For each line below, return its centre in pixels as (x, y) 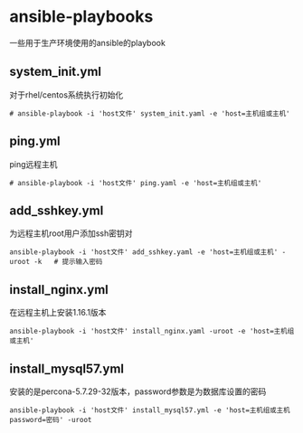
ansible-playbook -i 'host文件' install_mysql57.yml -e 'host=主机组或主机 (150, 410)
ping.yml (35, 141)
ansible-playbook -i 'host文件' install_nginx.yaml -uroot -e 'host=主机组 (152, 332)
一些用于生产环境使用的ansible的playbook (87, 42)
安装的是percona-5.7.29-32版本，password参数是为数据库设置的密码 (138, 391)
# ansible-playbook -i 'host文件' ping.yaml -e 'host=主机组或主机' (136, 183)
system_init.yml (56, 72)
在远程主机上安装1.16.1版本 (58, 313)
